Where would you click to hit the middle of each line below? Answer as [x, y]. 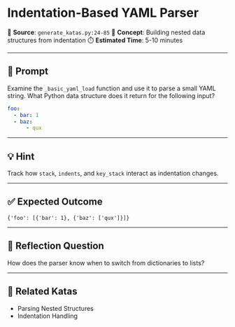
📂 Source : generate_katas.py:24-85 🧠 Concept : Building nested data [106, 32]
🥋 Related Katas [42, 292]
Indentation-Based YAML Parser [103, 13]
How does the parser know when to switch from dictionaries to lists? [106, 263]
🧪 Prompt [28, 71]
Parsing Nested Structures [56, 308]
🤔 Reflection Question [56, 246]
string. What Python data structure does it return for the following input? [111, 95]
